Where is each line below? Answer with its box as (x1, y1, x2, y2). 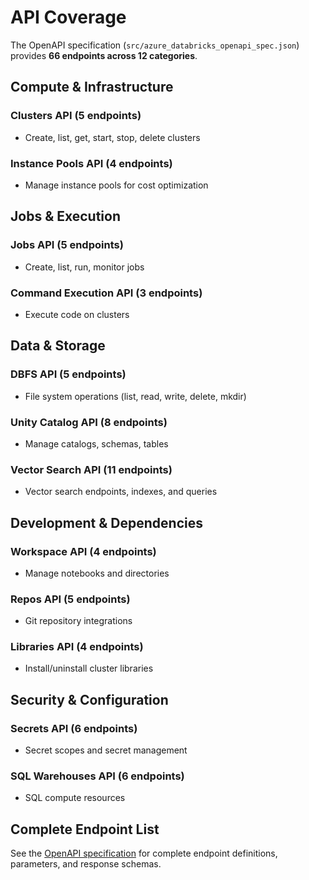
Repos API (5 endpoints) (10, 592, 131, 606)
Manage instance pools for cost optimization (24, 179, 209, 191)
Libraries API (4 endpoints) (10, 640, 144, 654)
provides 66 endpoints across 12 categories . (10, 49, 198, 61)
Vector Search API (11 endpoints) (10, 462, 173, 476)
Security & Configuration (10, 691, 169, 708)
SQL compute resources (24, 792, 126, 804)
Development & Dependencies (10, 514, 203, 531)
